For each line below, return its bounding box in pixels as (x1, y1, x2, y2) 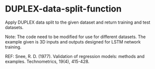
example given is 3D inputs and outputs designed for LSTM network (5, 39, 141, 44)
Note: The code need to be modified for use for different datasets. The (5, 34, 146, 40)
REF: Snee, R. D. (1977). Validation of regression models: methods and (5, 53, 145, 59)
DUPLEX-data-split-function (5, 3, 122, 14)
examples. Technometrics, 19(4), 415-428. (5, 58, 90, 64)
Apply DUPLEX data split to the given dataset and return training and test (5, 19, 151, 25)
